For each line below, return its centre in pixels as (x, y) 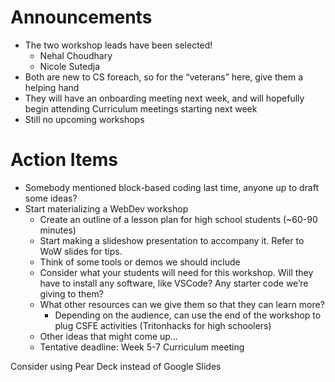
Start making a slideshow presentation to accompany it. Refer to (172, 240)
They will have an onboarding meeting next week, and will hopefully (164, 98)
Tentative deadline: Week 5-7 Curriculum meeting (142, 347)
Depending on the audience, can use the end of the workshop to (188, 315)
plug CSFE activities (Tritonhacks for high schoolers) (163, 325)
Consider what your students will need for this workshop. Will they (176, 272)
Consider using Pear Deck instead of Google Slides (116, 366)
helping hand (52, 87)
